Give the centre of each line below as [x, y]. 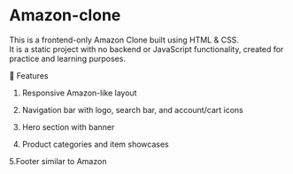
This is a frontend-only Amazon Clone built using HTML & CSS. [124, 40]
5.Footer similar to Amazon [58, 161]
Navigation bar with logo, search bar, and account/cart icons [132, 110]
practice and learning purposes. [68, 58]
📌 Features [29, 75]
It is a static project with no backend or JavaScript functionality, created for [146, 49]
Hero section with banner [68, 127]
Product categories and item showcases [96, 144]
